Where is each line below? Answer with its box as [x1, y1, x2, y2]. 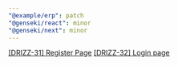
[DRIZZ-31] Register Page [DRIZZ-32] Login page [8, 48, 170, 58]
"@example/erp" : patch [8, 11, 84, 20]
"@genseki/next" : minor [8, 26, 88, 34]
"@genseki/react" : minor [8, 19, 91, 27]
